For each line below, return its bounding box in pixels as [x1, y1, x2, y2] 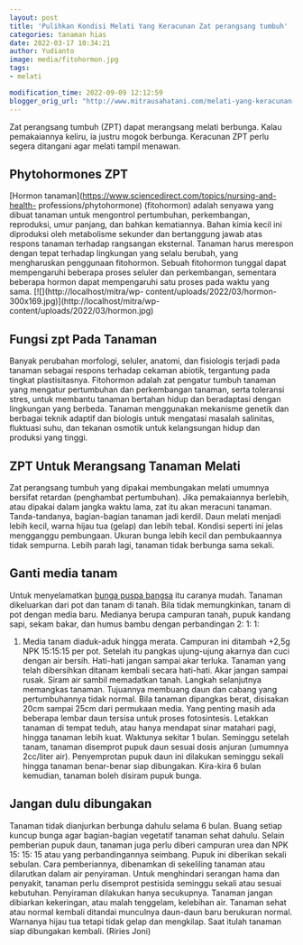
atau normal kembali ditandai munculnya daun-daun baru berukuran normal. [9, 906, 293, 917]
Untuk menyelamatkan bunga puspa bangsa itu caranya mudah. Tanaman [9, 590, 283, 601]
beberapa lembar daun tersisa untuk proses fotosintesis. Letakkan [22, 712, 269, 723]
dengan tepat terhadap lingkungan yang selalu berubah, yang [9, 248, 239, 259]
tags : [9, 64, 30, 73]
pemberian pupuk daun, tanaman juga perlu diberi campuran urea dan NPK [9, 839, 289, 850]
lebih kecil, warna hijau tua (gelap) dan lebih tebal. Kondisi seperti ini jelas [9, 520, 284, 531]
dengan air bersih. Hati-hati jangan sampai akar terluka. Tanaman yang [22, 655, 287, 665]
